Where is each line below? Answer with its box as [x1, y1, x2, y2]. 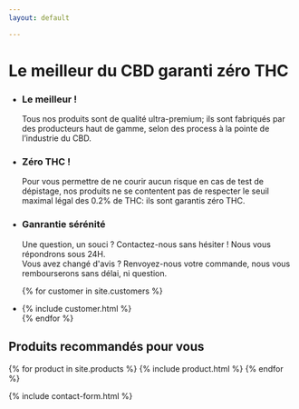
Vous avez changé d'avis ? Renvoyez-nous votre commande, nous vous [21, 258, 291, 269]
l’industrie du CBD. [21, 133, 92, 144]
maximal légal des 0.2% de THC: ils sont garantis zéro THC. [21, 195, 246, 206]
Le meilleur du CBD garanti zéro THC [8, 60, 289, 81]
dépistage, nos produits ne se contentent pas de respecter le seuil [21, 185, 269, 196]
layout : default [8, 13, 70, 23]
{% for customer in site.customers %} [21, 285, 164, 296]
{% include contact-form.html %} [8, 390, 133, 401]
